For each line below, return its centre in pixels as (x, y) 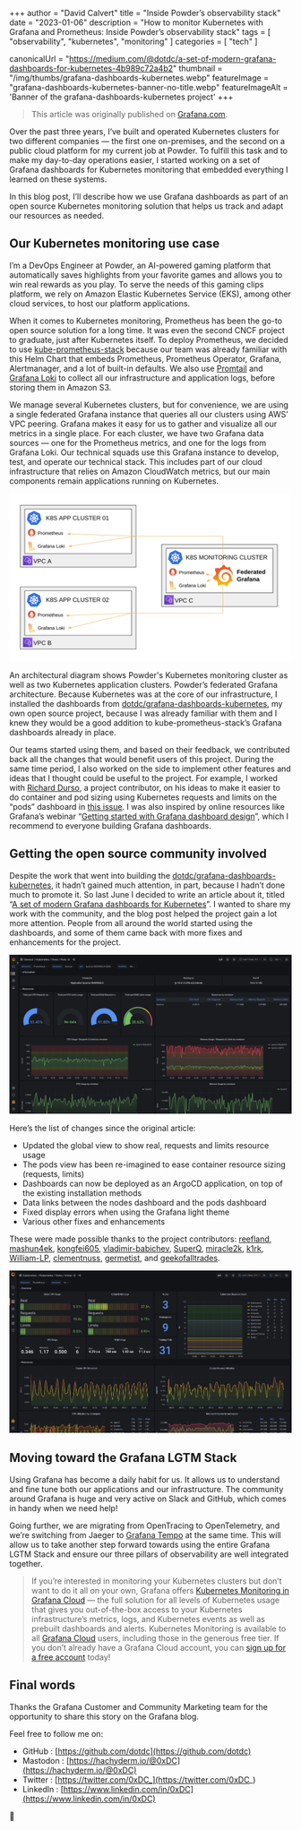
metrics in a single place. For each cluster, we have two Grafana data (137, 433)
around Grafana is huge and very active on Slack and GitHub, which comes (148, 1499)
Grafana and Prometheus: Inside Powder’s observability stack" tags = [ (140, 32)
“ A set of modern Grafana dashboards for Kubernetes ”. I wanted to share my (150, 904)
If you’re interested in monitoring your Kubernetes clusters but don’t (156, 1581)
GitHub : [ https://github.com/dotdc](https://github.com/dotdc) (137, 1751)
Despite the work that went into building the (90, 875)
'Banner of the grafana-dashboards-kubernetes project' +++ (121, 97)
